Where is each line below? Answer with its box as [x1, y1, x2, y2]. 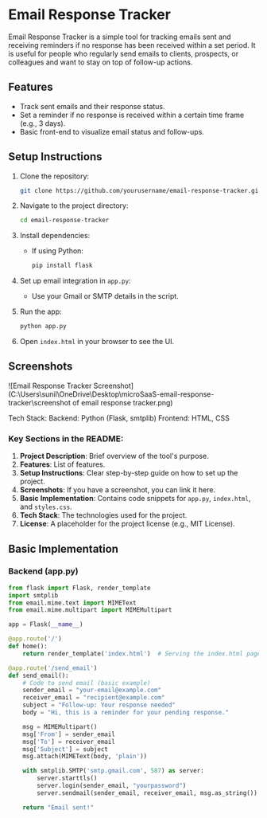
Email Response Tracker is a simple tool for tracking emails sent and [8, 32, 232, 41]
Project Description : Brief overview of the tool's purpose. [19, 452, 209, 461]
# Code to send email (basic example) [22, 679, 151, 687]
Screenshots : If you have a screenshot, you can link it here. [19, 485, 216, 495]
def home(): [8, 643, 48, 651]
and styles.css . [19, 502, 73, 511]
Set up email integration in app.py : [19, 276, 131, 286]
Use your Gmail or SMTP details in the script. [31, 292, 179, 301]
